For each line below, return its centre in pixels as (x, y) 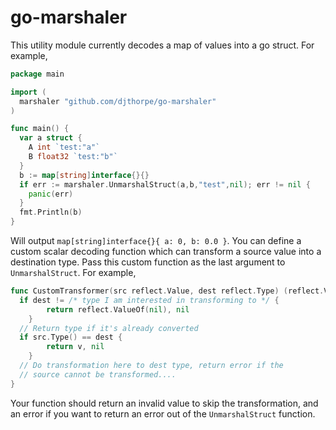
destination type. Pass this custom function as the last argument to (148, 262)
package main (37, 74)
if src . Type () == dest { (71, 337)
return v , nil (75, 347)
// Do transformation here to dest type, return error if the (151, 366)
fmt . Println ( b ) (51, 212)
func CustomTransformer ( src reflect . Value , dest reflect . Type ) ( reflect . (167, 291)
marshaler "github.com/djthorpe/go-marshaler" (118, 101)
